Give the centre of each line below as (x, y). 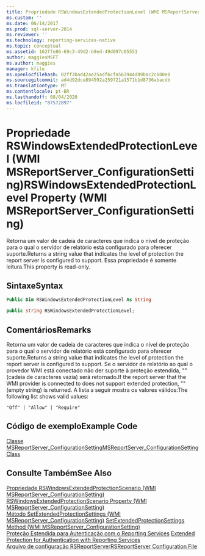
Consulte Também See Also (59, 473)
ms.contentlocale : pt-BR (38, 92)
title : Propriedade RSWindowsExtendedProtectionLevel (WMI (83, 12)
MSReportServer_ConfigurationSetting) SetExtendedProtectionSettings (95, 520)
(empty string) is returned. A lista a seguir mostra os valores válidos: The (97, 390)
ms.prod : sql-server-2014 (39, 29)
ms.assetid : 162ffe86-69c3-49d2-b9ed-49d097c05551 (72, 52)
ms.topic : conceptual (34, 46)
